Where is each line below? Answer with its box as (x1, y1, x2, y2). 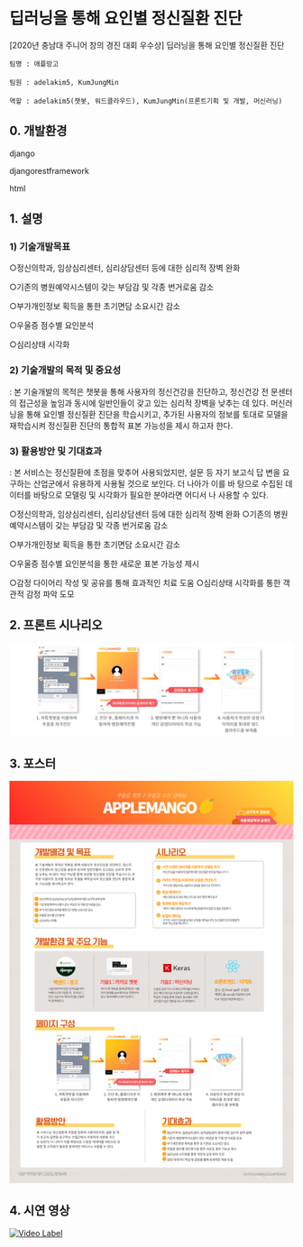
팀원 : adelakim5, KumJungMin (9, 78, 119, 87)
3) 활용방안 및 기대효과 (9, 445, 102, 457)
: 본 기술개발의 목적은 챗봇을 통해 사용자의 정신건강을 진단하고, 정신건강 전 (9, 386, 269, 397)
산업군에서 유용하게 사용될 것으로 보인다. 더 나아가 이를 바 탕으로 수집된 (32, 479, 284, 490)
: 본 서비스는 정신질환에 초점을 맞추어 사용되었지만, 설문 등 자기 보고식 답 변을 (9, 467, 281, 478)
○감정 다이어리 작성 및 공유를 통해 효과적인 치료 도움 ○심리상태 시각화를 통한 (9, 578, 281, 589)
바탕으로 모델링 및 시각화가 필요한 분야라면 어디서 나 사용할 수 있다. (32, 490, 269, 500)
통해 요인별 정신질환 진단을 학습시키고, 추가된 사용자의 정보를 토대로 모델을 (25, 408, 289, 419)
